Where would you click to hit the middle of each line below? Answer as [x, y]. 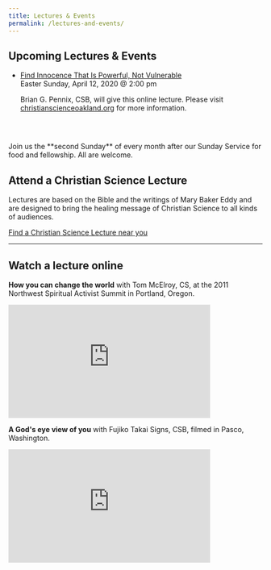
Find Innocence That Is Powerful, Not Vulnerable [101, 75]
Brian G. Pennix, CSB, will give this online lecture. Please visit [121, 100]
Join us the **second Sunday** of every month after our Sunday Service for [135, 147]
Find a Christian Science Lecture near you [78, 233]
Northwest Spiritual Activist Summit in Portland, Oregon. [102, 293]
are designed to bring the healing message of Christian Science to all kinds [133, 208]
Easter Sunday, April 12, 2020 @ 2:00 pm [88, 84]
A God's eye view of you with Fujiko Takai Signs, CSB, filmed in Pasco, [126, 429]
